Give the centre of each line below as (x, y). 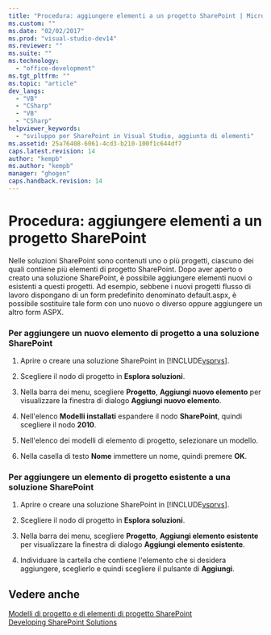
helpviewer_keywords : (45, 128)
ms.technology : (34, 61)
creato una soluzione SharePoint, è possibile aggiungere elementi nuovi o (130, 278)
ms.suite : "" (30, 53)
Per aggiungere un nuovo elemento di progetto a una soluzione (134, 333)
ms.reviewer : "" (35, 46)
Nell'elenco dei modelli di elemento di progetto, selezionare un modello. (139, 440)
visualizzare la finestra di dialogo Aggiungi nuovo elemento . (121, 401)
